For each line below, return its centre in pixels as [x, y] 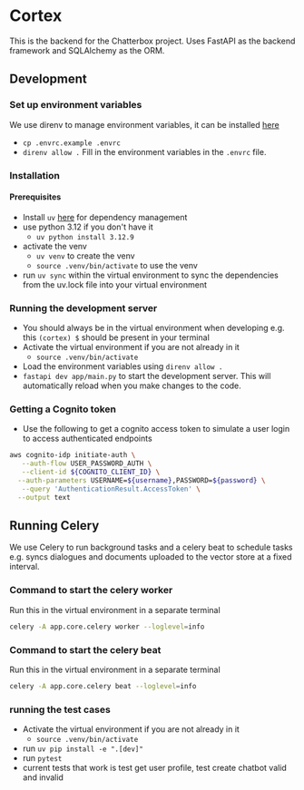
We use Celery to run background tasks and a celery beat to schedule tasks [151, 547]
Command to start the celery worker [91, 590]
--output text [44, 497]
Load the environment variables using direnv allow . [123, 366]
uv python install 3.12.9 [85, 237]
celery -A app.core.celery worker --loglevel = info [107, 627]
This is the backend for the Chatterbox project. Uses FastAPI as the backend [152, 41]
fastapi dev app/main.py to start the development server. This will [147, 376]
